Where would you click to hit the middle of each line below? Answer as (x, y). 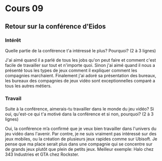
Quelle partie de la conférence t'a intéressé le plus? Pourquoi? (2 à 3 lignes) (81, 50)
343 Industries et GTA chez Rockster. (42, 154)
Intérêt (13, 40)
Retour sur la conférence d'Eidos (56, 26)
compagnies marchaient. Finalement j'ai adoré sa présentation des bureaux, (81, 75)
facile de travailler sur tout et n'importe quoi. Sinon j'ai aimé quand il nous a (80, 65)
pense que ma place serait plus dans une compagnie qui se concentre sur (79, 144)
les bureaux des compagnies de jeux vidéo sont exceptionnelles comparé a (80, 80)
